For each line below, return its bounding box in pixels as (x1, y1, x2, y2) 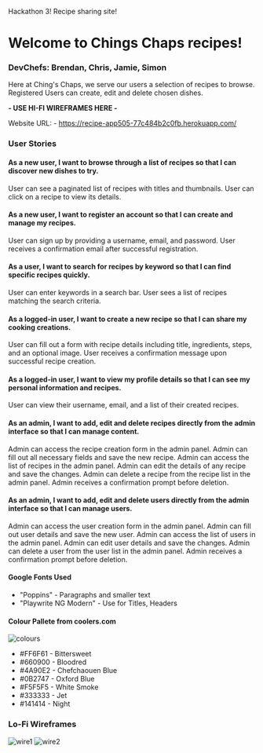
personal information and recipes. (8, 382, 122, 392)
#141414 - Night (19, 699, 71, 709)
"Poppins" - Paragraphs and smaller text (19, 590, 151, 600)
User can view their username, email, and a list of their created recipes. (8, 400, 239, 410)
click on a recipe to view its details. (8, 192, 122, 201)
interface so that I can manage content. (8, 427, 140, 437)
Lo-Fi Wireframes (8, 718, 77, 729)
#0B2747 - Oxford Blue (19, 674, 95, 684)
